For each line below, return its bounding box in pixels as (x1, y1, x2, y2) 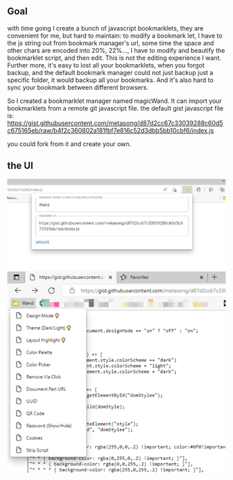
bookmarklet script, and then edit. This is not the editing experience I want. (7, 54, 222, 62)
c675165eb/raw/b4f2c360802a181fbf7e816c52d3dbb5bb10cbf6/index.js (7, 126, 214, 134)
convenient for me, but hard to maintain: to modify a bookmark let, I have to (7, 31, 223, 40)
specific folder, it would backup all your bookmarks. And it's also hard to (7, 76, 214, 84)
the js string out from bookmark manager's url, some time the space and (7, 38, 214, 47)
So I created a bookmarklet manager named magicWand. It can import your (7, 97, 222, 105)
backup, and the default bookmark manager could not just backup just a (7, 68, 214, 77)
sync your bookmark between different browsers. (7, 83, 149, 91)
